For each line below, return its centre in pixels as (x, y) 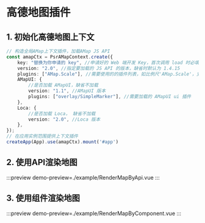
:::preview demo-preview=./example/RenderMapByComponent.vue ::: (94, 213)
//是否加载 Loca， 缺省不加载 (62, 113)
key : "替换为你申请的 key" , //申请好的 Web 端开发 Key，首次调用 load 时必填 (108, 62)
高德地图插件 (39, 12)
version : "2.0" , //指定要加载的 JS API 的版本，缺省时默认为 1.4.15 (99, 68)
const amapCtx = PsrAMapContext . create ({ (60, 57)
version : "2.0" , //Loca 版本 (64, 119)
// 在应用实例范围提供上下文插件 (42, 136)
